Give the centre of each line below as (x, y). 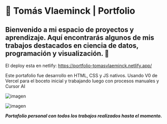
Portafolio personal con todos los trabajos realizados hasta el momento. (84, 116)
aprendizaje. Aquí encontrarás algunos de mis (80, 37)
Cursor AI (15, 86)
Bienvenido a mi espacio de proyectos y (69, 30)
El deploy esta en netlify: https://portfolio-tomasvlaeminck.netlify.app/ (79, 66)
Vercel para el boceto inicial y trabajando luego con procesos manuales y (82, 81)
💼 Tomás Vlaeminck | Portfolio (70, 11)
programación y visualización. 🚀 (57, 53)
